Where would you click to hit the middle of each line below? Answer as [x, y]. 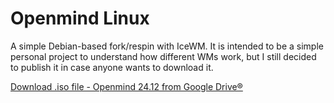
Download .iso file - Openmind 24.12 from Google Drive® [126, 86]
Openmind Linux [80, 18]
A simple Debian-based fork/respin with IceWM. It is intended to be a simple [167, 46]
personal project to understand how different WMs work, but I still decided [163, 56]
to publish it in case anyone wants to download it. [112, 67]
